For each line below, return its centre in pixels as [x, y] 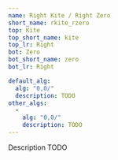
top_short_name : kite [44, 37]
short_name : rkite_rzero [49, 23]
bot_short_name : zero [44, 60]
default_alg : [29, 81]
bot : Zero [24, 52]
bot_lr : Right [31, 67]
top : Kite [24, 30]
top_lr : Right [31, 45]
